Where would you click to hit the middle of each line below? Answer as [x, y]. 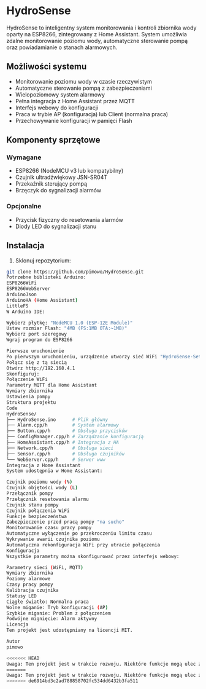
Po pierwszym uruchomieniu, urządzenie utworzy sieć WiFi [82, 356]
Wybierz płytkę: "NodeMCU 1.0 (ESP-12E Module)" [70, 323]
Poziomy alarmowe [29, 579]
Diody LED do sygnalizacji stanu [56, 226]
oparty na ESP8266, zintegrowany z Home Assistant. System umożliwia [97, 34]
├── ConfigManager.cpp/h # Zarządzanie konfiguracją [75, 437]
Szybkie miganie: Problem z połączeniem [59, 613]
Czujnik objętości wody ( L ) [42, 488]
